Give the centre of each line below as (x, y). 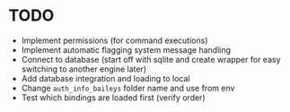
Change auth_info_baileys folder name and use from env (128, 88)
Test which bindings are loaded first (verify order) (113, 97)
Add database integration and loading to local (105, 78)
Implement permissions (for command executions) (114, 40)
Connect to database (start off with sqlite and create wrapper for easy (151, 59)
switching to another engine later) (84, 69)
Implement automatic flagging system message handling (126, 49)
